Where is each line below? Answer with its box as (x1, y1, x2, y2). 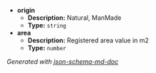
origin (16, 6, 36, 14)
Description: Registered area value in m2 (27, 36, 149, 45)
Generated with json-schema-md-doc (6, 57, 119, 66)
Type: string (27, 21, 67, 29)
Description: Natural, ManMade (27, 13, 122, 22)
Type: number (27, 44, 67, 52)
